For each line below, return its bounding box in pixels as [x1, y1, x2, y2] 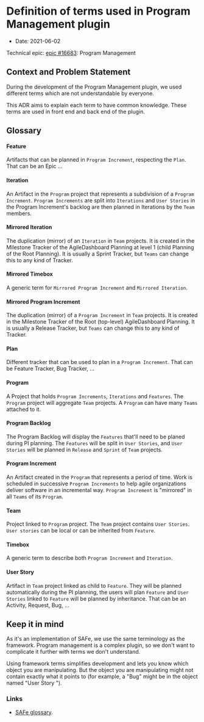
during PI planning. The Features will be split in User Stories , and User [6, 439, 183, 446]
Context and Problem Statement [6, 67, 131, 77]
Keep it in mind [6, 619, 64, 629]
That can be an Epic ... [6, 163, 63, 170]
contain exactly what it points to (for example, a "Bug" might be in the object [6, 673, 198, 681]
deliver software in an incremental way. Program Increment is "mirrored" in [6, 486, 192, 493]
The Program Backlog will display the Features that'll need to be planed [6, 433, 185, 440]
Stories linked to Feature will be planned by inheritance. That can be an [6, 595, 186, 602]
